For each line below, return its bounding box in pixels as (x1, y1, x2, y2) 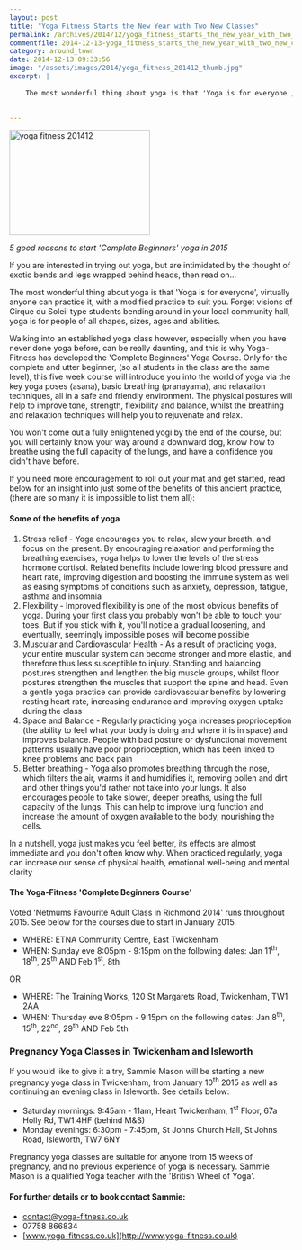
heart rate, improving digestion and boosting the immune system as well (22, 571, 290, 582)
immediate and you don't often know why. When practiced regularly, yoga (9, 847, 283, 858)
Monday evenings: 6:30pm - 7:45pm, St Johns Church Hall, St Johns (22, 1125, 278, 1136)
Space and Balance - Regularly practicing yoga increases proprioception (22, 715, 292, 726)
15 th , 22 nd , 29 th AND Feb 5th (22, 1021, 129, 1034)
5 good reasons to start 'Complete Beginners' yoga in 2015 (9, 242, 228, 253)
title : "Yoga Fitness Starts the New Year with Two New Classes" (9, 22, 259, 31)
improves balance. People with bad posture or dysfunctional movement (22, 734, 288, 745)
